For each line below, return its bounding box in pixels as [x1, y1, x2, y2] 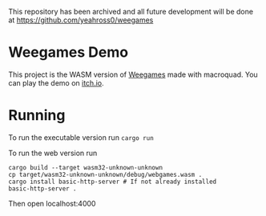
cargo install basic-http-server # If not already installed [8, 178, 217, 186]
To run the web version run [8, 148, 98, 158]
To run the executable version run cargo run [8, 132, 154, 142]
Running [8, 106, 66, 125]
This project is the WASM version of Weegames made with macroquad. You [8, 70, 258, 79]
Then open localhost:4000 [8, 198, 96, 208]
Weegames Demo [8, 43, 129, 62]
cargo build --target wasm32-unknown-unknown [8, 163, 163, 171]
